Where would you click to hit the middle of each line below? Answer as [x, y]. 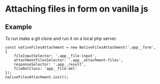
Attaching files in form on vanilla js [77, 9]
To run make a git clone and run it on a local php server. [61, 38]
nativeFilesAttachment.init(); [37, 77]
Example [19, 27]
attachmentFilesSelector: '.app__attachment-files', [69, 60]
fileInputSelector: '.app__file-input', [55, 56]
